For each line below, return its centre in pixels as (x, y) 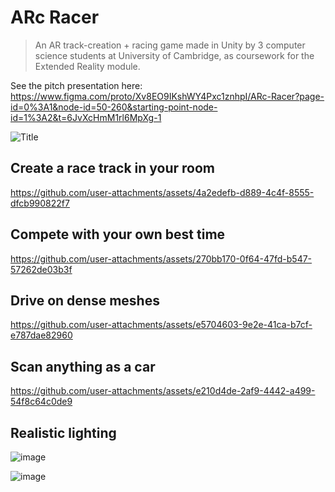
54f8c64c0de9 (41, 402)
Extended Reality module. (87, 66)
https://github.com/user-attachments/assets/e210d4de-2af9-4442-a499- (163, 391)
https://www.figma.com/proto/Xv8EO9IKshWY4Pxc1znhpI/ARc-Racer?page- (167, 96)
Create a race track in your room (113, 168)
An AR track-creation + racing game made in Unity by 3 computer (170, 45)
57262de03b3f (41, 269)
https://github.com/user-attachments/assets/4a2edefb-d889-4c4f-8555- (162, 192)
